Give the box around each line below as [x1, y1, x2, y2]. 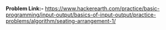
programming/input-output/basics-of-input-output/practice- [5, 11, 156, 18]
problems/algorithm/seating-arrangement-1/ [5, 18, 116, 24]
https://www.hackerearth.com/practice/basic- [44, 5, 160, 12]
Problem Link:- [5, 5, 44, 12]
